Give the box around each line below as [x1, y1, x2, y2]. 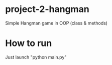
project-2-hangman [5, 3, 89, 15]
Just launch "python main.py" [5, 54, 67, 60]
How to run [5, 37, 52, 49]
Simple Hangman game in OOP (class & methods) [5, 20, 108, 26]
